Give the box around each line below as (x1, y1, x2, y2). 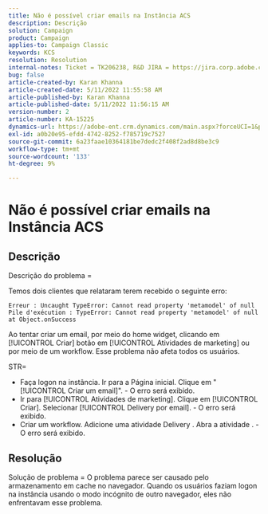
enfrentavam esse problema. (8, 497, 103, 507)
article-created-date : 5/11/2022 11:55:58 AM (8, 85, 162, 94)
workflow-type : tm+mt (8, 145, 81, 153)
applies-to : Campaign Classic (8, 41, 109, 49)
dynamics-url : (8, 123, 56, 131)
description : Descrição (8, 19, 88, 27)
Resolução (8, 451, 62, 465)
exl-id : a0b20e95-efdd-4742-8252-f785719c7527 (8, 130, 166, 138)
